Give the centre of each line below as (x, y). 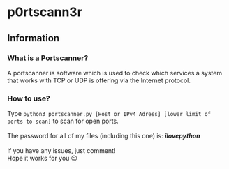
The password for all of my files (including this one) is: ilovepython (104, 136)
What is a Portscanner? (48, 58)
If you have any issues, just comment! (61, 151)
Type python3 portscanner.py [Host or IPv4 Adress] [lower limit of (109, 114)
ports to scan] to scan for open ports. (63, 121)
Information (34, 38)
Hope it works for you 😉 (43, 159)
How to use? (29, 98)
